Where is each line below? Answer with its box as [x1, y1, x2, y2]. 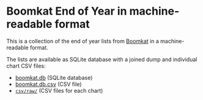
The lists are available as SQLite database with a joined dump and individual [6, 55, 197, 63]
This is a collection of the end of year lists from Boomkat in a [6, 37, 159, 45]
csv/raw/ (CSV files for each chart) [15, 87, 103, 94]
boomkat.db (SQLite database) [15, 74, 93, 81]
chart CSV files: [6, 62, 46, 70]
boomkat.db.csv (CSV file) [15, 80, 82, 88]
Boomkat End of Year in [6, 4, 127, 18]
